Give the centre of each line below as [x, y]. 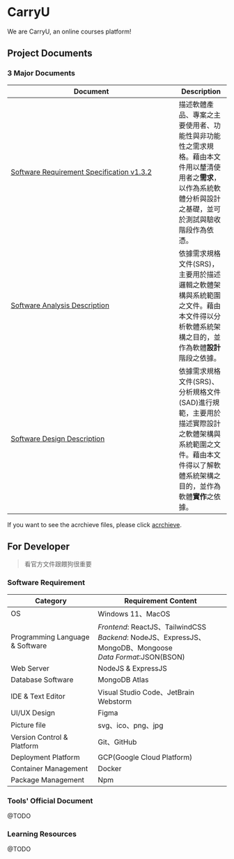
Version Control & [39, 737]
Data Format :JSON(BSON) [141, 657]
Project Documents [50, 53]
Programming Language [50, 637]
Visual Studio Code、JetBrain [146, 692]
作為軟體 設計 [200, 347]
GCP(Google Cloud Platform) [145, 757]
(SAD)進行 [196, 402]
